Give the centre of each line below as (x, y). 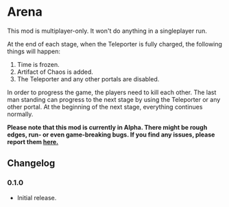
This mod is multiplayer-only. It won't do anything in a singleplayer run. (107, 31)
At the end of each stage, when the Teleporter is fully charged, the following (115, 44)
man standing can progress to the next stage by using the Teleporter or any (114, 99)
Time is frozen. (38, 64)
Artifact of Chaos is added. (55, 72)
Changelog (31, 164)
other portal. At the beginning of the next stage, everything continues (105, 107)
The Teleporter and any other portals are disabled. (88, 79)
